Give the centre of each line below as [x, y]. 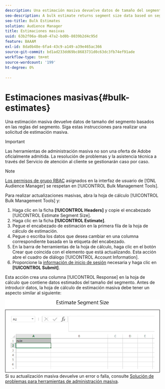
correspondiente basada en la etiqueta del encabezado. [69, 241]
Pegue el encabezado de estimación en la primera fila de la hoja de [80, 226]
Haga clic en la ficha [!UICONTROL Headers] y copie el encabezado [82, 210]
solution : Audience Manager [34, 26]
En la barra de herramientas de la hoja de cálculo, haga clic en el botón [84, 247]
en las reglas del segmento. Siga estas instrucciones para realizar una [76, 127]
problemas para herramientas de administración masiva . [62, 381]
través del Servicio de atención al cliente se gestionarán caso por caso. [77, 162]
